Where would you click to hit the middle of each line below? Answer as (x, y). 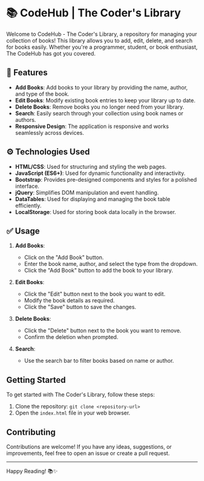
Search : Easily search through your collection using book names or (99, 113)
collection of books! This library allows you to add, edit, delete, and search (100, 40)
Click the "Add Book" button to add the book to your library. (99, 271)
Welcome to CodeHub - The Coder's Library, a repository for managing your (102, 34)
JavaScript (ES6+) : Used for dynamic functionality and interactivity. (100, 173)
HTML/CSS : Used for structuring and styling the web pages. (91, 166)
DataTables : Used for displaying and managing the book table (93, 199)
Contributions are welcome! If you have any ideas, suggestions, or (89, 447)
